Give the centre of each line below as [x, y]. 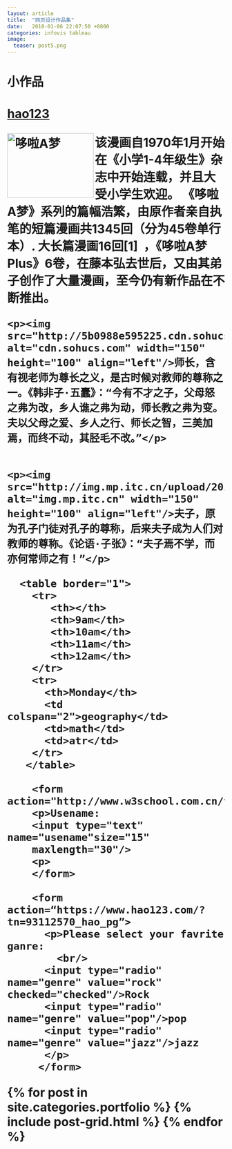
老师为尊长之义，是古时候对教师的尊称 [120, 378]
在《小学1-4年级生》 [153, 160]
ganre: [26, 946]
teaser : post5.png [40, 46]
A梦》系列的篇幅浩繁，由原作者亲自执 [115, 212]
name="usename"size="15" [78, 838]
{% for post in [48, 1093]
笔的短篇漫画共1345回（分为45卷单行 [114, 229]
